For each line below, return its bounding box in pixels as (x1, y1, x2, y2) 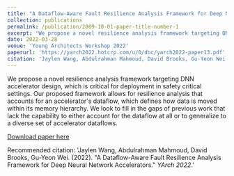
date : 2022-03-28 (7, 36, 58, 43)
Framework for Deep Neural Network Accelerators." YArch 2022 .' (7, 161, 195, 169)
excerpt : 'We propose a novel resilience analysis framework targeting (7, 29, 219, 37)
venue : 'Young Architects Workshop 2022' (7, 42, 130, 49)
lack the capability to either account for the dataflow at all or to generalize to (7, 111, 226, 120)
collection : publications (7, 17, 82, 24)
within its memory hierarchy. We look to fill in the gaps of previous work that (7, 104, 226, 112)
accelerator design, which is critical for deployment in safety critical (7, 81, 202, 90)
